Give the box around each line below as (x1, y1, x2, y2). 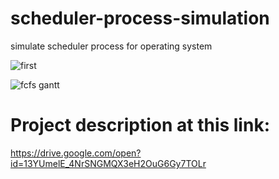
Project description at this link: (10, 114, 270, 137)
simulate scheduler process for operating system (10, 40, 213, 52)
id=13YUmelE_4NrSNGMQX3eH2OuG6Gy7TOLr (10, 157, 207, 169)
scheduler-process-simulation (10, 7, 270, 30)
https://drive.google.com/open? (10, 147, 142, 159)
